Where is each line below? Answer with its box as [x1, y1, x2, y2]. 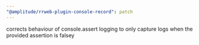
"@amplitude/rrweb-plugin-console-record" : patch [6, 8, 133, 15]
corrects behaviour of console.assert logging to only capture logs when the [6, 25, 194, 32]
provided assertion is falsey [6, 31, 75, 39]
